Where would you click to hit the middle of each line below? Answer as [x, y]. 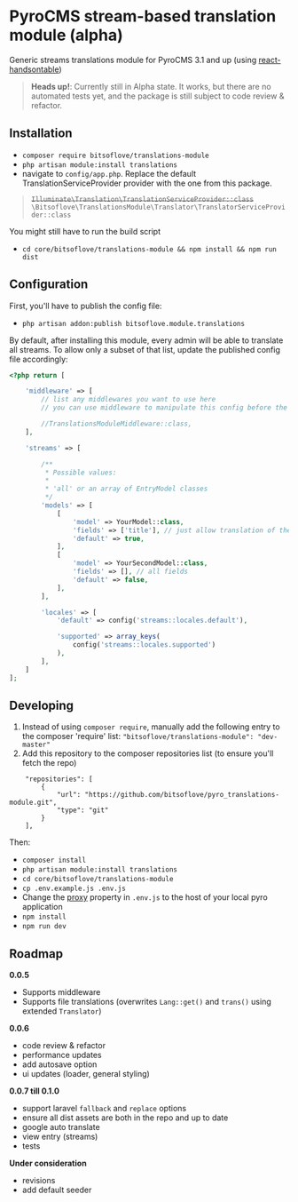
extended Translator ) [62, 1011]
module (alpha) [66, 35]
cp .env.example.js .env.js [74, 889]
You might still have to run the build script [85, 231]
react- [270, 60]
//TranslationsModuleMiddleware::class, [117, 424]
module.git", [33, 803]
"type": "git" [82, 810]
